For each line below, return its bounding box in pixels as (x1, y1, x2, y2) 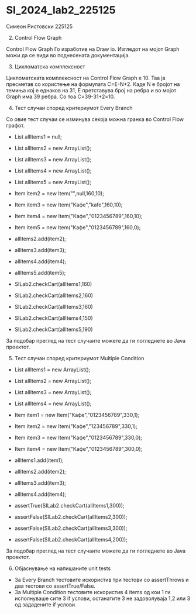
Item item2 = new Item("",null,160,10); (14, 189, 104, 196)
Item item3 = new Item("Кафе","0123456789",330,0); (14, 434, 142, 441)
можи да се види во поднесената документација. (6, 51, 130, 58)
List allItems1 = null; (14, 133, 63, 140)
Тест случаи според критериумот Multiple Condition (14, 354, 145, 361)
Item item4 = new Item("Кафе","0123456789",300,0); (14, 445, 143, 452)
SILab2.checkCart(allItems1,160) (14, 280, 92, 287)
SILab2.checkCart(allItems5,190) (14, 326, 93, 333)
